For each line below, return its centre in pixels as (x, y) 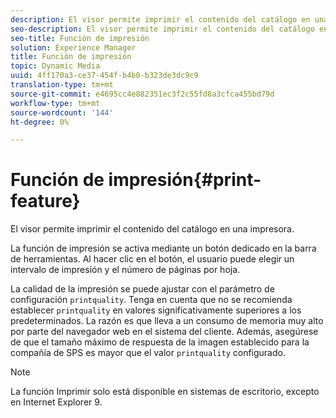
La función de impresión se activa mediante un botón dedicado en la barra (163, 248)
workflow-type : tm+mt (55, 103)
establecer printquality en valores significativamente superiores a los (156, 310)
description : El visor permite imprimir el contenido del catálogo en (160, 19)
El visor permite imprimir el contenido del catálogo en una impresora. (152, 229)
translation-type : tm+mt (62, 85)
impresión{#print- (185, 180)
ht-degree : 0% (40, 122)
